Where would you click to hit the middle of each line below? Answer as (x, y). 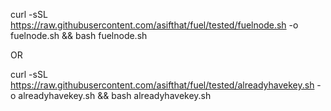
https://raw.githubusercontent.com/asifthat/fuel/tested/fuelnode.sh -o (154, 25)
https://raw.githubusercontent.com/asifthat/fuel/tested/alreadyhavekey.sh (162, 85)
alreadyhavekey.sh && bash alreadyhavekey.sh (115, 95)
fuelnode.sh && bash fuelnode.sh (79, 35)
